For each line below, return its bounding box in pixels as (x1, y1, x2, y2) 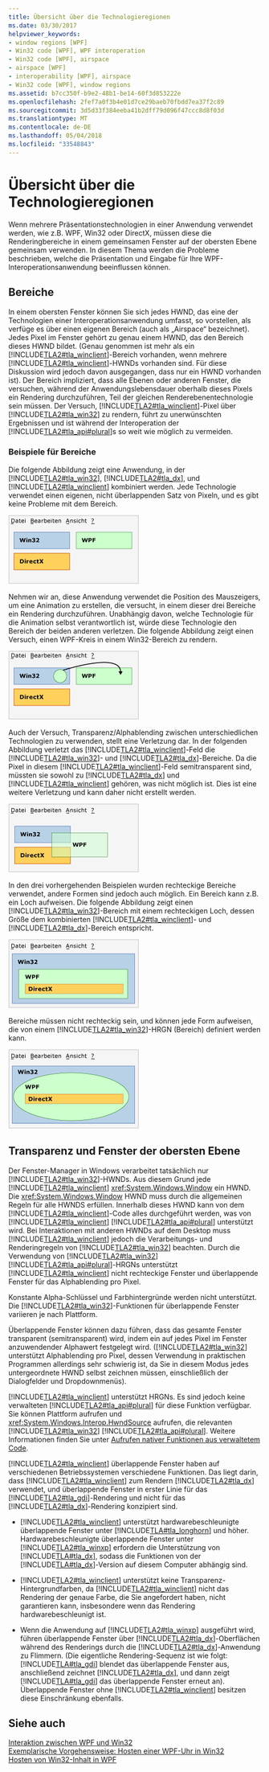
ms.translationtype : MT (8, 115, 88, 123)
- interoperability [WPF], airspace (8, 72, 131, 80)
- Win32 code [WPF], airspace (8, 55, 110, 64)
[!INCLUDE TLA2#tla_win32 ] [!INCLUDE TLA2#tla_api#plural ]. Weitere (8, 1425, 235, 1435)
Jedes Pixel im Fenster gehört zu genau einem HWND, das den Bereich (8, 332, 244, 342)
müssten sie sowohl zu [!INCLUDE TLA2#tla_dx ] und (8, 770, 180, 780)
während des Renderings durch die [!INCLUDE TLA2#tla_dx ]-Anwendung (19, 1642, 261, 1651)
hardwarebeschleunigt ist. (19, 1609, 107, 1619)
